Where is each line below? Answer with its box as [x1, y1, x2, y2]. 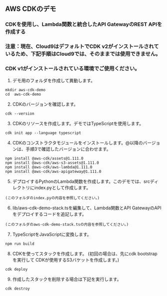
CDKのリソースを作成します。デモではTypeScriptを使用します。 [12, 120, 144, 126]
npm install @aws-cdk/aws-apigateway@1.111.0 [5, 169, 101, 174]
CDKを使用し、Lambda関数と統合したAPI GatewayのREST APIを [5, 21, 163, 28]
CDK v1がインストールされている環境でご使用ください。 [5, 65, 140, 72]
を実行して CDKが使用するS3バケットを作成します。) [12, 257, 120, 263]
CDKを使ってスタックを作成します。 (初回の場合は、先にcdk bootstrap [12, 251, 158, 257]
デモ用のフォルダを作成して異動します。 [12, 77, 95, 83]
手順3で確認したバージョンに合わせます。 [25, 146, 111, 152]
